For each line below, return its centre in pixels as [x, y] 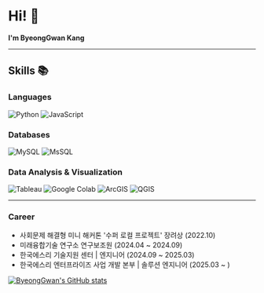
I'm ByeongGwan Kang [46, 38]
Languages [30, 97]
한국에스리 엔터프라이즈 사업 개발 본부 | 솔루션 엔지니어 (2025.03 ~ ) [125, 264]
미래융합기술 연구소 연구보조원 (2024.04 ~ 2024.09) [101, 245]
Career [22, 217]
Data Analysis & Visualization [66, 172]
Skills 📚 [28, 71]
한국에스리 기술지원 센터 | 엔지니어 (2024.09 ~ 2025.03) [107, 255]
